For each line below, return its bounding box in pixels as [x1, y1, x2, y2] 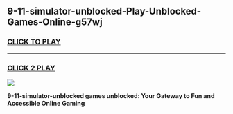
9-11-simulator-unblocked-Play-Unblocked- [7, 6, 202, 17]
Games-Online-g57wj [7, 17, 103, 28]
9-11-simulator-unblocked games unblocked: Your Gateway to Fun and [7, 91, 215, 99]
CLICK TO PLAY [7, 37, 61, 47]
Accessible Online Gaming [7, 99, 85, 107]
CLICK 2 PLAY [7, 63, 55, 73]
